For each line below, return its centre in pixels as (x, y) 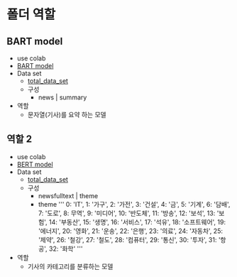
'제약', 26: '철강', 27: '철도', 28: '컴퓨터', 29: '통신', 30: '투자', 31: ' (129, 239)
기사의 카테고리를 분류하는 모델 (70, 266)
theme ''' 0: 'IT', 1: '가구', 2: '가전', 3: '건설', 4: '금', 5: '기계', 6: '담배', (134, 204)
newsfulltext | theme (68, 195)
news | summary (62, 97)
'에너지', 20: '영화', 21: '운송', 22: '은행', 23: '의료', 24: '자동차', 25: (130, 231)
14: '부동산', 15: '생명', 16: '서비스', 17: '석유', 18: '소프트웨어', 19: (137, 222)
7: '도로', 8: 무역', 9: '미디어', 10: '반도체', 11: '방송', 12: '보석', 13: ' (128, 213)
